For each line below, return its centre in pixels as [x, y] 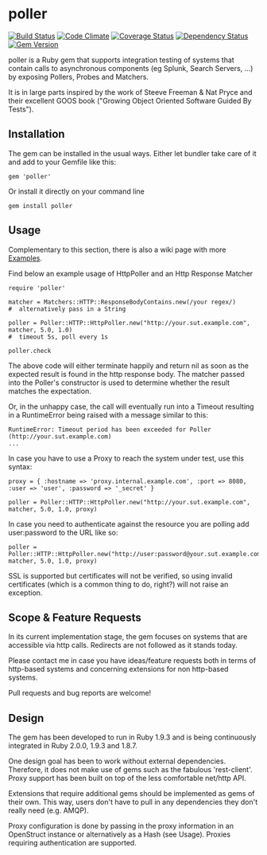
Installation [37, 134]
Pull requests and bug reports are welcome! [80, 693]
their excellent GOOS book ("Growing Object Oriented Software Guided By [130, 100]
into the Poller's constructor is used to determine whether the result [119, 382]
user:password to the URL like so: [63, 532]
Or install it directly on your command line [76, 191]
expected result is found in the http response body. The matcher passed [126, 374]
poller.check [30, 351]
